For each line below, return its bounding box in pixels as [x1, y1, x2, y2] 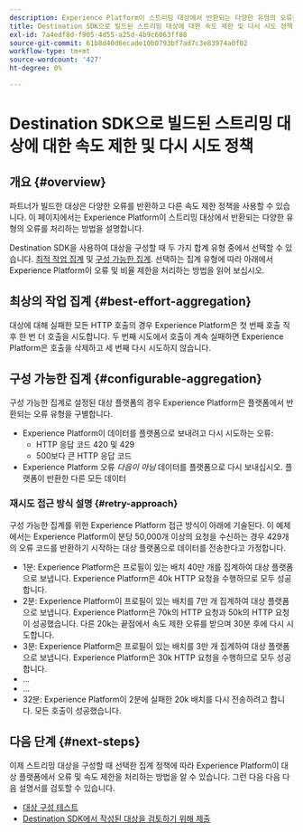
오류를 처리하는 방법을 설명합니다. [25, 222, 144, 233]
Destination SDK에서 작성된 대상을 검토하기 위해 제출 [22, 813, 211, 824]
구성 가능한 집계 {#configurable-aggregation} [9, 372, 263, 387]
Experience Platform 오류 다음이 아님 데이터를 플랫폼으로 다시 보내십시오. [22, 461, 284, 472]
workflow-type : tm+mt [9, 47, 91, 56]
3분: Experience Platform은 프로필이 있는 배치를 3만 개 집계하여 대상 [22, 640, 266, 651]
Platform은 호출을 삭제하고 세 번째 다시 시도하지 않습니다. [9, 342, 212, 353]
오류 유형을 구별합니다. [32, 408, 114, 419]
